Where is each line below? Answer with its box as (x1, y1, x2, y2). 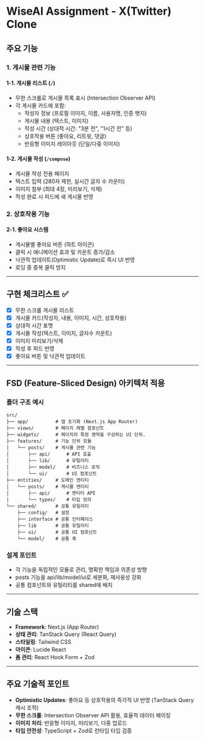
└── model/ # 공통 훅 (17, 536, 77, 542)
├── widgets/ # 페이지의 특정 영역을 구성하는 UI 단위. (6, 432, 146, 438)
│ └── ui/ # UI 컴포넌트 (6, 470, 98, 477)
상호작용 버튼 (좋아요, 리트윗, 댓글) (24, 132, 107, 140)
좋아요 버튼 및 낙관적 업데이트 (15, 353, 85, 360)
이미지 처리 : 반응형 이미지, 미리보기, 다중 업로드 (15, 719, 128, 727)
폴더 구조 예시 (6, 398, 45, 406)
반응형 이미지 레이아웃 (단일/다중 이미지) (24, 140, 120, 148)
